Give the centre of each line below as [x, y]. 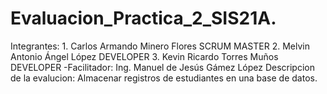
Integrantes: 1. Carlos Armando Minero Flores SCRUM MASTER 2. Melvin [160, 46]
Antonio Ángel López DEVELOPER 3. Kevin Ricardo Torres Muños [144, 56]
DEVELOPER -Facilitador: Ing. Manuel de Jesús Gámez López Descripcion [162, 67]
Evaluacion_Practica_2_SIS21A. [143, 18]
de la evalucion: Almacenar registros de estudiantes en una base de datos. [164, 78]
